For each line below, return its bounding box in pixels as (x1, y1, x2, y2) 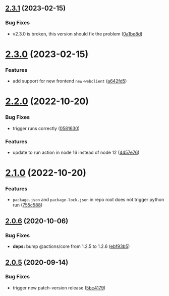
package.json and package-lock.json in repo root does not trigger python (12, 197, 164, 203)
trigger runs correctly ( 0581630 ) (12, 125, 80, 131)
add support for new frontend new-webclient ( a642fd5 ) (12, 78, 127, 84)
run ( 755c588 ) (12, 202, 43, 208)
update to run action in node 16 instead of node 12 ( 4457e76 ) (12, 149, 140, 155)
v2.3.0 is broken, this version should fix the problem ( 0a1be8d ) (12, 30, 143, 37)
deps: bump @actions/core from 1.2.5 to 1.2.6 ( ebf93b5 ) (12, 243, 130, 249)
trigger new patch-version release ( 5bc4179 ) (12, 284, 106, 290)
